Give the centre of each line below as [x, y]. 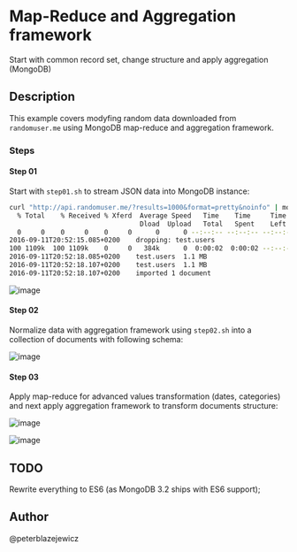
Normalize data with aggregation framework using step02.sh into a [130, 330]
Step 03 [24, 377]
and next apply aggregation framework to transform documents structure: [144, 406]
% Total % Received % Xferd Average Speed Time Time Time [152, 215]
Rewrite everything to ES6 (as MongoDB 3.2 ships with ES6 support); [135, 489]
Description [42, 97]
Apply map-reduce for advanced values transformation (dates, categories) [145, 396]
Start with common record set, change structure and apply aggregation [139, 59]
